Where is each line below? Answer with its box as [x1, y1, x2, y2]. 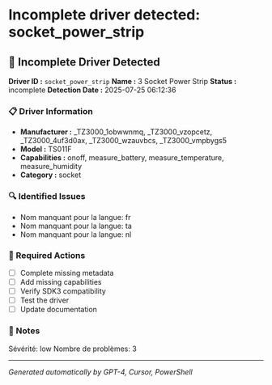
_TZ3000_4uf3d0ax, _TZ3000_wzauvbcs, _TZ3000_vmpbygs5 [19, 136, 227, 146]
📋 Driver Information [8, 105, 93, 116]
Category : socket [19, 170, 82, 180]
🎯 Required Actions [8, 249, 86, 260]
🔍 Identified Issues [8, 191, 86, 202]
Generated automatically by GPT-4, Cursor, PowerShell [8, 366, 193, 377]
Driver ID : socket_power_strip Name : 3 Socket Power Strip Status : [8, 77, 237, 86]
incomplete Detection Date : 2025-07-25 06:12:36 [8, 85, 176, 95]
